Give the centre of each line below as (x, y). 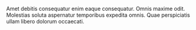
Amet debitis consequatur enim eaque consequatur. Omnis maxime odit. (96, 9)
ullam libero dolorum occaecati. (45, 21)
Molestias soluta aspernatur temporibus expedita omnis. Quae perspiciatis (98, 15)
